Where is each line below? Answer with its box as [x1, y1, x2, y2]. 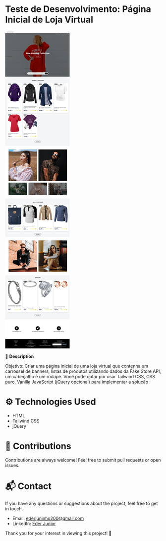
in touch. [5, 505, 23, 512]
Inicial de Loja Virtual [5, 14, 93, 25]
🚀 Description [5, 353, 34, 359]
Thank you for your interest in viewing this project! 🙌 [5, 530, 112, 536]
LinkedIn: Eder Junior [12, 520, 56, 527]
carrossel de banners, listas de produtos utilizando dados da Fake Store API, [5, 368, 161, 374]
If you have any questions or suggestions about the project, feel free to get [5, 500, 158, 506]
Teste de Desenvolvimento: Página [5, 3, 151, 15]
